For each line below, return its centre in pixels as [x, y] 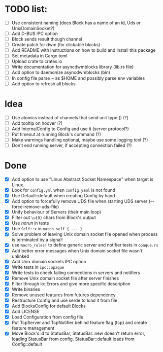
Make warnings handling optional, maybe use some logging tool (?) [80, 140]
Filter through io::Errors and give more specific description [71, 283]
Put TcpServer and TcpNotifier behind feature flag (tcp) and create [79, 323]
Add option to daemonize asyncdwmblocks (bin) [61, 72]
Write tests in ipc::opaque [38, 267]
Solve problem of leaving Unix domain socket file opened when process [85, 234]
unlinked [20, 256]
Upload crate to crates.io [37, 61]
